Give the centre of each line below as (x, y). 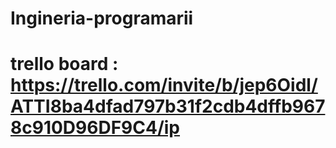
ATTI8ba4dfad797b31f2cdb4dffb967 (168, 106)
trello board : (64, 64)
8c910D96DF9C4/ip (95, 128)
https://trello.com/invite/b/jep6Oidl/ (164, 85)
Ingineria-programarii (102, 18)
